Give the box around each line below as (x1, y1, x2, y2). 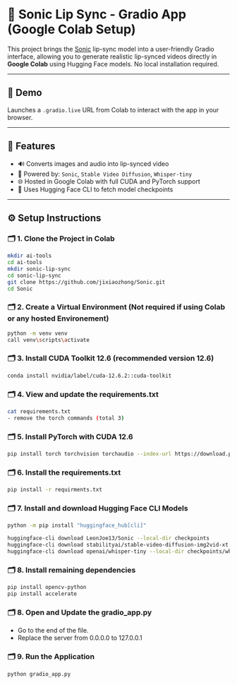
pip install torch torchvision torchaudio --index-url (7, 451, 172, 458)
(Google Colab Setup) (7, 21, 136, 37)
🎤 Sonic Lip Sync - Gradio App (7, 6, 187, 23)
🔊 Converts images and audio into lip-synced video (17, 159, 169, 168)
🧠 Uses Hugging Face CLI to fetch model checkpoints (17, 185, 174, 193)
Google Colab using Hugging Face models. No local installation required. (7, 59, 219, 68)
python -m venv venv (7, 330, 68, 337)
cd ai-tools (7, 259, 42, 266)
